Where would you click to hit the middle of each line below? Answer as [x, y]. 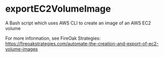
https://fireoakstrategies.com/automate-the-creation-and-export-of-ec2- [82, 43]
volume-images [22, 49]
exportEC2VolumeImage [58, 9]
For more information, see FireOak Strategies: [53, 38]
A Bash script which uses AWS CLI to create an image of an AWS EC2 [78, 23]
